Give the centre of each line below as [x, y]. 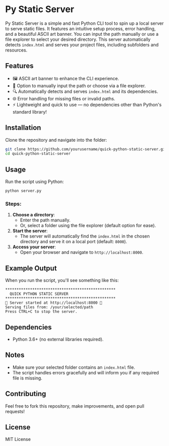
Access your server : [34, 247]
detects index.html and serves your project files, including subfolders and [82, 44]
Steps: [13, 204]
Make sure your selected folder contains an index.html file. [74, 367]
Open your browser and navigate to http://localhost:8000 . [81, 252]
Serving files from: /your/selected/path [49, 307]
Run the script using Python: [35, 182]
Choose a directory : [34, 215]
